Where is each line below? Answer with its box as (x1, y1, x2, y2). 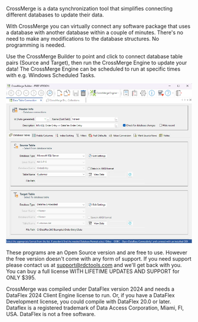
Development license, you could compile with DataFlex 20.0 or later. (6, 298, 171, 305)
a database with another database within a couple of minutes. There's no (6, 29, 184, 36)
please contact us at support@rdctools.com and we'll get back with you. (6, 261, 182, 268)
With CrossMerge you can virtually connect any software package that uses (6, 23, 190, 29)
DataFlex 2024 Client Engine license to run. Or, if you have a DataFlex (6, 291, 175, 298)
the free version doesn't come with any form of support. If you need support (6, 255, 192, 262)
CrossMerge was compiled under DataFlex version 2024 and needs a (6, 285, 175, 293)
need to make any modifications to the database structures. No (6, 35, 159, 42)
